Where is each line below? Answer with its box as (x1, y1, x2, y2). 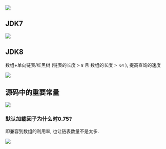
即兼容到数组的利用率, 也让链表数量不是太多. (5, 128, 99, 134)
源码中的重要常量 (5, 88, 59, 97)
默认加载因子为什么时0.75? (5, 116, 72, 123)
